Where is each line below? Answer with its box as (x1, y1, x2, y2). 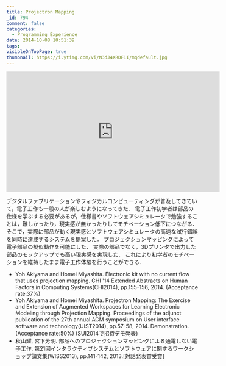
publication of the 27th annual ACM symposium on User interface (15, 315, 180, 323)
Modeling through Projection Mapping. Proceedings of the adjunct (15, 309, 182, 317)
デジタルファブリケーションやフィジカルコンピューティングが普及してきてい (6, 197, 198, 204)
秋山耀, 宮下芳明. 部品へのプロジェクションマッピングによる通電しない (15, 337, 192, 345)
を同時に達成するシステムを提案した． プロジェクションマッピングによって (6, 235, 194, 243)
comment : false (6, 20, 45, 26)
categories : (6, 26, 37, 32)
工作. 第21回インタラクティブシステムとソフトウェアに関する (20, 345, 173, 352)
